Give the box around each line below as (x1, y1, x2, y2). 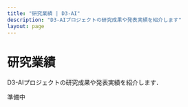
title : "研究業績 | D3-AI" (7, 10, 81, 17)
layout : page (7, 23, 45, 29)
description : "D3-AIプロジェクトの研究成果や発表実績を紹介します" (7, 16, 182, 23)
